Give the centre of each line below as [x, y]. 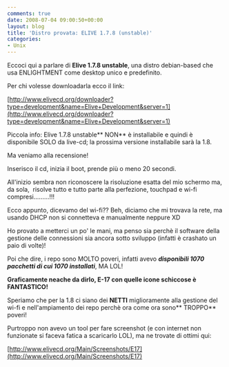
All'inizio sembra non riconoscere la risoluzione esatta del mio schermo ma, [114, 182]
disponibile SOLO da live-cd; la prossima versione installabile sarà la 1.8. [110, 142]
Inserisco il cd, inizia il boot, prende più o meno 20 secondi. [92, 169]
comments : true [29, 13]
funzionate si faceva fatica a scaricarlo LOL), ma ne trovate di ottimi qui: [109, 336]
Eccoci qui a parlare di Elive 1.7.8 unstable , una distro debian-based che [110, 65]
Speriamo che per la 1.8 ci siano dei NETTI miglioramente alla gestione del [113, 300]
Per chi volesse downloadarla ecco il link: [66, 86]
